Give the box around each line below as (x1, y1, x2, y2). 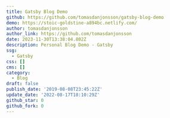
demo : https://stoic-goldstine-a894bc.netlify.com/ (6, 20, 137, 26)
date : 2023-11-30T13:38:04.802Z (6, 36, 86, 42)
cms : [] (6, 64, 26, 70)
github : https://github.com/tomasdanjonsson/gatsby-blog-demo (6, 14, 164, 20)
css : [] (6, 58, 26, 64)
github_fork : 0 (6, 103, 44, 109)
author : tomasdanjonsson (6, 25, 68, 32)
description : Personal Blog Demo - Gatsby (6, 42, 113, 48)
